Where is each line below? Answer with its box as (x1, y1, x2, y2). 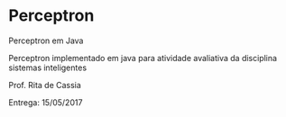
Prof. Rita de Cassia (8, 79, 82, 90)
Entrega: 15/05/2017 (8, 96, 83, 108)
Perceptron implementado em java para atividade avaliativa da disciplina (8, 52, 277, 63)
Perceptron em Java (8, 35, 84, 46)
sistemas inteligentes (8, 62, 88, 73)
